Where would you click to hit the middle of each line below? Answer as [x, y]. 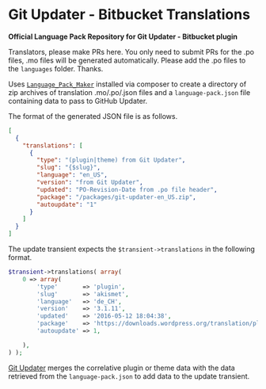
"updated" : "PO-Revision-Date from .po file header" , [127, 189]
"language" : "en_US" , [72, 175]
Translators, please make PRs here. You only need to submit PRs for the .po [131, 51]
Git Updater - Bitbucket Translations [129, 15]
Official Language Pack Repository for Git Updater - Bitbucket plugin [123, 36]
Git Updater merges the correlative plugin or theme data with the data [122, 368]
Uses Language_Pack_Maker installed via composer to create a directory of [127, 84]
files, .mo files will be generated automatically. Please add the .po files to [127, 60]
